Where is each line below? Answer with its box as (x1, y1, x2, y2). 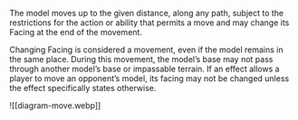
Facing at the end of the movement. (9, 27, 143, 37)
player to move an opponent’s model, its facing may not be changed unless (9, 73, 290, 84)
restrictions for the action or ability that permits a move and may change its (9, 17, 290, 28)
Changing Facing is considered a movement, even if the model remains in (9, 44, 284, 55)
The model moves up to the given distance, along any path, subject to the (9, 8, 284, 18)
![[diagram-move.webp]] (9, 100, 101, 111)
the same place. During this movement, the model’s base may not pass (9, 54, 274, 64)
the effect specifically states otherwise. (9, 83, 157, 93)
